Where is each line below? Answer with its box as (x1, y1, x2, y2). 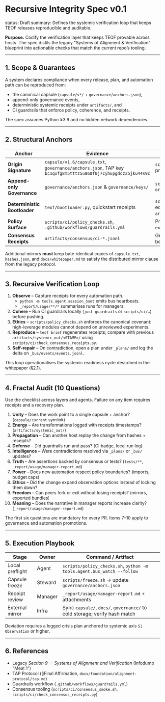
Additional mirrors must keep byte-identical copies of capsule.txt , (5, 250, 140, 256)
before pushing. (12, 314, 45, 320)
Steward (36, 579, 56, 586)
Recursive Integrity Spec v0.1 (5, 3, 127, 15)
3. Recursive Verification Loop (5, 280, 100, 288)
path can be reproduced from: (5, 82, 66, 88)
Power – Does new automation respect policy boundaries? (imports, (12, 469, 150, 475)
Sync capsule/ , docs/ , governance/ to (62, 604, 147, 611)
